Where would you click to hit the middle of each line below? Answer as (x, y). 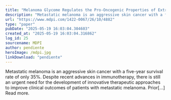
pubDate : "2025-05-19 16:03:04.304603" (48, 29)
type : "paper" (20, 24)
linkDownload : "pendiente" (34, 57)
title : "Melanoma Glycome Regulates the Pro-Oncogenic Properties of (81, 10)
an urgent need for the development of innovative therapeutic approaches (83, 82)
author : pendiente (25, 48)
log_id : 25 (17, 39)
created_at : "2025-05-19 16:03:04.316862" (51, 34)
